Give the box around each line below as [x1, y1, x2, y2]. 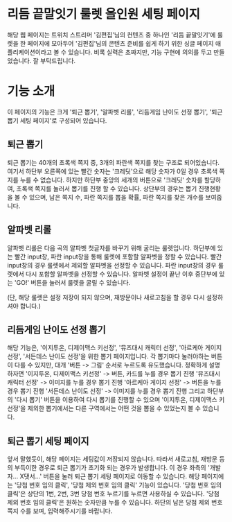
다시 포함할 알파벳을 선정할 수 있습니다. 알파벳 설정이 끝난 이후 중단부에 [25, 270, 218, 278]
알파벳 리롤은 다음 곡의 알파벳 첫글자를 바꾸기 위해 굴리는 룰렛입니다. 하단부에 [7, 243, 216, 252]
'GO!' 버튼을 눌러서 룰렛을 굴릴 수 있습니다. [14, 278, 131, 286]
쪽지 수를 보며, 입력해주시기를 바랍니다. [7, 507, 113, 515]
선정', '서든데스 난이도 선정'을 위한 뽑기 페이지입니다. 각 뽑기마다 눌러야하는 [7, 352, 210, 360]
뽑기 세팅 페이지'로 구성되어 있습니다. [7, 116, 107, 125]
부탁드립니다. [40, 56, 76, 64]
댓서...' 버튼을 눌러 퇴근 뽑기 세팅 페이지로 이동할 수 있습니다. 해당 [24, 472, 200, 480]
